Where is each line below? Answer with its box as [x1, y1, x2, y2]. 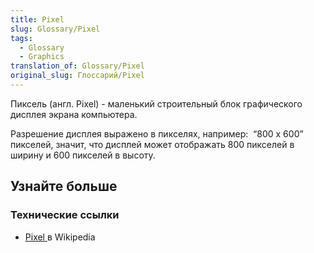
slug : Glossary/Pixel [10, 24, 101, 34]
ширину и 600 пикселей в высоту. [10, 149, 156, 161]
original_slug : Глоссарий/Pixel [10, 71, 145, 81]
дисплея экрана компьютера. [10, 108, 138, 120]
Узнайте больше [10, 178, 118, 195]
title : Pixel [10, 14, 65, 25]
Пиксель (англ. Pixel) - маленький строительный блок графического [10, 97, 303, 110]
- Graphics [19, 52, 65, 62]
